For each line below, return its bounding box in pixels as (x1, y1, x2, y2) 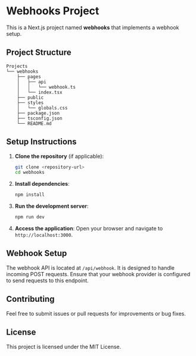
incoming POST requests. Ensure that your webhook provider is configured (6, 270, 191, 277)
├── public (17, 94, 44, 101)
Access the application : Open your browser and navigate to (14, 225, 163, 232)
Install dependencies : (14, 180, 70, 188)
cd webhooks (14, 170, 45, 176)
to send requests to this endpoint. (6, 277, 89, 284)
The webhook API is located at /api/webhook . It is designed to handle (6, 264, 175, 271)
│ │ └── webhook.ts (17, 84, 76, 90)
